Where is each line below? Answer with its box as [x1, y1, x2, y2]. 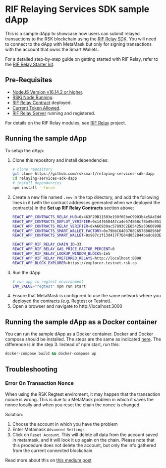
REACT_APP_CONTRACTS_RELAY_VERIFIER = [12, 224, 91, 229]
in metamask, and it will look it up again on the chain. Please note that [12, 437, 155, 443]
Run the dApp [12, 269, 41, 275]
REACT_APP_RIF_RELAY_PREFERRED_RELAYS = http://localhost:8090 [12, 255, 142, 261]
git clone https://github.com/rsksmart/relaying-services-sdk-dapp [12, 171, 155, 176]
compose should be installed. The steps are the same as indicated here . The [5, 336, 161, 342]
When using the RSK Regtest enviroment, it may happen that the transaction [5, 391, 161, 397]
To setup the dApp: [5, 147, 45, 153]
